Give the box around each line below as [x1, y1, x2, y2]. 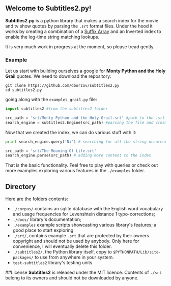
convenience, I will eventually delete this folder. [12, 243, 112, 249]
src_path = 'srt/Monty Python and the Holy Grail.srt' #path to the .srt [5, 115, 165, 120]
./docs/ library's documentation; [12, 216, 81, 223]
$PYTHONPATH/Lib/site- [112, 250, 161, 255]
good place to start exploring [12, 227, 74, 233]
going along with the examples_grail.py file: [5, 97, 98, 103]
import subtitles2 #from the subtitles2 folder [5, 106, 108, 111]
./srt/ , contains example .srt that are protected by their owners [12, 233, 149, 239]
